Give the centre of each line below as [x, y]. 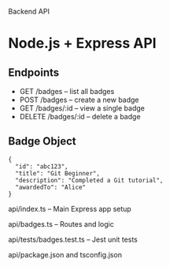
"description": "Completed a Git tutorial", [89, 180]
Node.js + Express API [82, 43]
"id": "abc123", [42, 166]
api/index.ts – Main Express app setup [70, 209]
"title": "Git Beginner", [58, 173]
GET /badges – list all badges [67, 91]
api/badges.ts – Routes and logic [61, 224]
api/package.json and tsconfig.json [65, 254]
